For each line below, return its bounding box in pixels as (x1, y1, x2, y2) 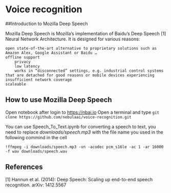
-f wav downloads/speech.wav (5, 148, 68, 154)
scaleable (5, 81, 27, 87)
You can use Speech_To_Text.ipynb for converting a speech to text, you (5, 123, 156, 130)
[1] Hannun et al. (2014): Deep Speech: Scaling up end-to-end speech (5, 176, 153, 182)
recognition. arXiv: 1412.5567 (5, 182, 67, 188)
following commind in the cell (5, 134, 68, 140)
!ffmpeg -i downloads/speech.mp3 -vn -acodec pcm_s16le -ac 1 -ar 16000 (5, 144, 164, 149)
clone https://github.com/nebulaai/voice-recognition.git (5, 114, 132, 120)
